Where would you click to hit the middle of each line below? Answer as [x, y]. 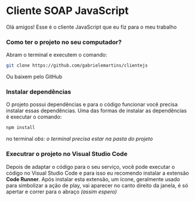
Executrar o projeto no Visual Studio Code [67, 154]
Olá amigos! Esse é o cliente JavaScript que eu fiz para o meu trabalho [91, 27]
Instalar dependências [39, 92]
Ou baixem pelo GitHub [34, 77]
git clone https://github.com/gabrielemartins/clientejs [77, 65]
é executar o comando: [34, 117]
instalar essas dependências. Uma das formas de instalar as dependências [97, 111]
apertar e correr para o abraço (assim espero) [61, 192]
